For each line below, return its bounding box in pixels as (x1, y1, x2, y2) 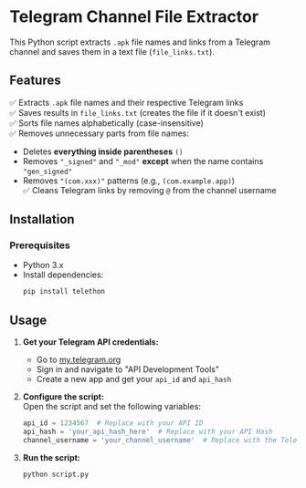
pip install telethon (22, 287, 105, 296)
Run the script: (22, 452, 80, 462)
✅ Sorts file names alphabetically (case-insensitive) (9, 117, 204, 129)
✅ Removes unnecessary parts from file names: (9, 128, 189, 139)
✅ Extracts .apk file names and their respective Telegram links (9, 97, 244, 108)
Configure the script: (22, 391, 105, 402)
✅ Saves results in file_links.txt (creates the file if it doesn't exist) (9, 107, 267, 118)
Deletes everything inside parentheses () (22, 146, 184, 157)
